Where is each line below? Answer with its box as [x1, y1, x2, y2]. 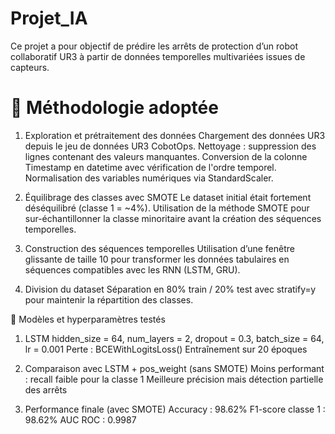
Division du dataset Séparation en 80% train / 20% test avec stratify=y [24, 283, 317, 295]
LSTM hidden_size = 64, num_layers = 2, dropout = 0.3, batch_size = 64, [24, 332, 325, 344]
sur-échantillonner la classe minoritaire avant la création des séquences [24, 212, 322, 224]
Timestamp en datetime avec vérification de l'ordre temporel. [24, 161, 277, 173]
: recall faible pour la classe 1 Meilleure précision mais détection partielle [24, 373, 324, 385]
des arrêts [24, 383, 68, 396]
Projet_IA [10, 7, 88, 30]
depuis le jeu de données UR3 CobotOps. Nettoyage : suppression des [24, 140, 317, 152]
